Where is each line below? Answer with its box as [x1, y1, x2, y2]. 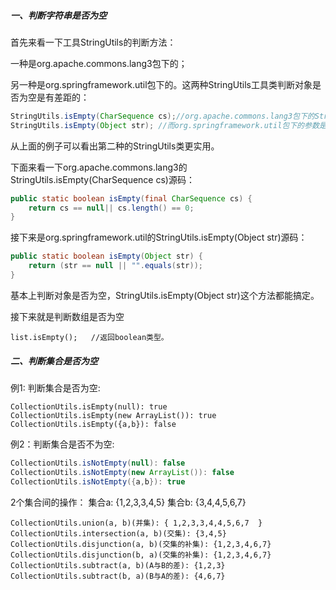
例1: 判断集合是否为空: [10, 381, 101, 394]
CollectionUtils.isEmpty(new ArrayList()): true [10, 410, 217, 420]
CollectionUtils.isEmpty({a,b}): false [10, 419, 177, 429]
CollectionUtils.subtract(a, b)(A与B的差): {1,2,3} [10, 560, 226, 570]
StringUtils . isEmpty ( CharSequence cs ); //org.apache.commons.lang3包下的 [10, 111, 315, 121]
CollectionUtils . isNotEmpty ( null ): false [10, 458, 186, 468]
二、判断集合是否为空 [10, 355, 98, 367]
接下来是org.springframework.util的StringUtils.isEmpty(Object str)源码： [10, 231, 308, 244]
